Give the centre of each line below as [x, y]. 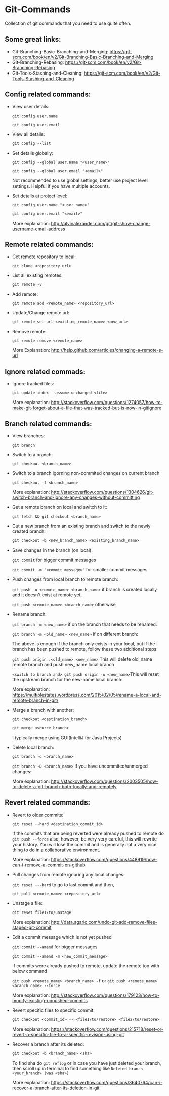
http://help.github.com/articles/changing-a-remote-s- [107, 350]
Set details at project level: [40, 196]
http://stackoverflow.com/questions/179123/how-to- [105, 995]
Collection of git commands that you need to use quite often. [68, 23]
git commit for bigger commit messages [54, 560]
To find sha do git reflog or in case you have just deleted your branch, [87, 1063]
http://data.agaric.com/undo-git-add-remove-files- [104, 922]
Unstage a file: [27, 903]
